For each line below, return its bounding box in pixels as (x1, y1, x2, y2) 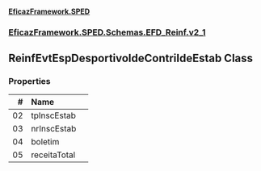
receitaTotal (31, 149, 76, 161)
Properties (8, 75, 51, 86)
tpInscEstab (31, 110, 77, 121)
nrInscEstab (31, 123, 77, 135)
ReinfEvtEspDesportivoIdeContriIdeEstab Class (8, 51, 253, 65)
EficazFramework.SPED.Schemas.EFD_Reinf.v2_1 (8, 27, 206, 38)
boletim (31, 136, 60, 148)
